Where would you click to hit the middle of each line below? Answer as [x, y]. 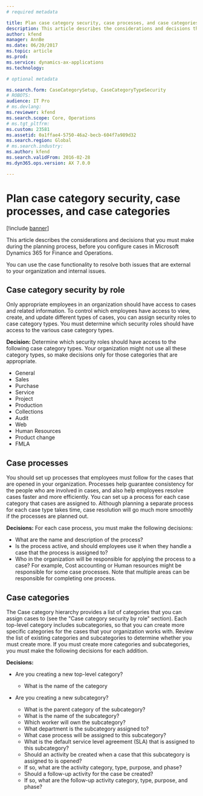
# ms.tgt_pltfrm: [28, 124]
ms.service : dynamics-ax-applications [55, 62]
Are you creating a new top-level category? [69, 674]
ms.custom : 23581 [28, 129]
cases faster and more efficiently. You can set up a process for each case [98, 497]
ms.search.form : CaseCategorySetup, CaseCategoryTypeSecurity [86, 90]
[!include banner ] [28, 228]
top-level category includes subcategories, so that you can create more [95, 625]
